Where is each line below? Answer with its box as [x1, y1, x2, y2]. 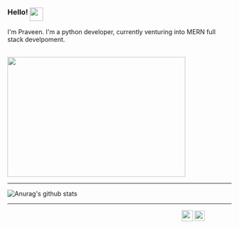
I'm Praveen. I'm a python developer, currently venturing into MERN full [7, 28, 216, 36]
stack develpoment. [7, 36, 65, 44]
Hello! [7, 7, 28, 17]
